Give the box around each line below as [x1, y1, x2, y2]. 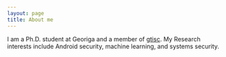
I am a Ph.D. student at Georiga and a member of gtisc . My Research [7, 35, 201, 43]
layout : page [7, 9, 45, 17]
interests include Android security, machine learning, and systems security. [7, 42, 220, 50]
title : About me [7, 16, 53, 23]
